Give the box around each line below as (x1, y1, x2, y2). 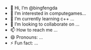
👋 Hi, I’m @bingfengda (10, 5, 58, 11)
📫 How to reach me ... (10, 27, 58, 33)
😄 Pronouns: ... (10, 34, 43, 40)
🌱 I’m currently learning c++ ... (10, 16, 75, 21)
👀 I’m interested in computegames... (10, 10, 86, 16)
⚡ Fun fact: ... (10, 40, 38, 46)
